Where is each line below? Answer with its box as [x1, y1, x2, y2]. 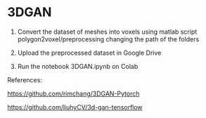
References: [7, 75, 42, 84]
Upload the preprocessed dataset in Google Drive [17, 48, 162, 57]
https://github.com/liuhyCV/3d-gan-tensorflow [7, 103, 143, 111]
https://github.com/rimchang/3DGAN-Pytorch [7, 89, 140, 98]
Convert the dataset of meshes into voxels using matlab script [17, 27, 198, 36]
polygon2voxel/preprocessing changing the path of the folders [17, 34, 200, 43]
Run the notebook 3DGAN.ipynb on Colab [17, 62, 139, 70]
